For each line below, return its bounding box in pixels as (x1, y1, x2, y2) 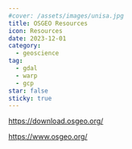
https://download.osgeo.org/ (8, 116, 104, 126)
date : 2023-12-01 (8, 34, 67, 43)
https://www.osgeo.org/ (8, 132, 88, 142)
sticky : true (8, 94, 52, 102)
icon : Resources (8, 27, 63, 35)
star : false (8, 86, 48, 95)
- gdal (15, 64, 38, 72)
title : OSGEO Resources (8, 19, 89, 27)
